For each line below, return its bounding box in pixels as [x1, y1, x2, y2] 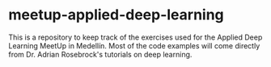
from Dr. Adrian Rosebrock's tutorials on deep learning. [8, 49, 193, 59]
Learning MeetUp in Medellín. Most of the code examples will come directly [8, 40, 260, 50]
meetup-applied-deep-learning [8, 6, 224, 24]
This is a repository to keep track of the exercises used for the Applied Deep [8, 32, 263, 42]
